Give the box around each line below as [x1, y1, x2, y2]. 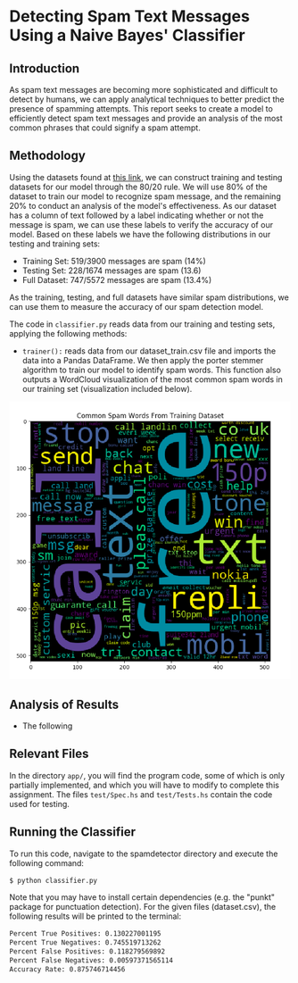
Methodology [9, 148, 87, 163]
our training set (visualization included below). [21, 383, 193, 394]
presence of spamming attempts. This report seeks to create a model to [9, 104, 274, 113]
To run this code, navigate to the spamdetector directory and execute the [9, 848, 278, 859]
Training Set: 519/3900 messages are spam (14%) [21, 255, 207, 266]
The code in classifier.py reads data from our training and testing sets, [9, 319, 276, 329]
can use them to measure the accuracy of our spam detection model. [9, 301, 264, 312]
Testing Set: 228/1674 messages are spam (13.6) [21, 265, 202, 276]
